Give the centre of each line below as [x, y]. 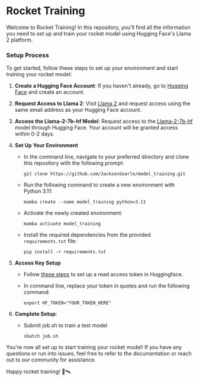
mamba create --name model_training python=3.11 [85, 202]
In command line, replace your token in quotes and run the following [107, 286]
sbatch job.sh [41, 336]
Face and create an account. [49, 92]
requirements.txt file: [50, 241]
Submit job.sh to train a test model [65, 325]
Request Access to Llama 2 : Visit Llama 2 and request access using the [102, 104]
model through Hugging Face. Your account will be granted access [96, 128]
